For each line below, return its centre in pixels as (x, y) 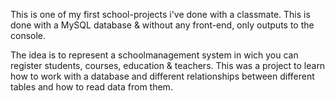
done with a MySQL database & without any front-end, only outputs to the (162, 25)
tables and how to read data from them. (91, 87)
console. (28, 35)
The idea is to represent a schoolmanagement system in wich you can (154, 55)
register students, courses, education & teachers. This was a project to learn (168, 65)
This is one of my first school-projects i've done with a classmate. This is (160, 14)
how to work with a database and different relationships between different (162, 76)
